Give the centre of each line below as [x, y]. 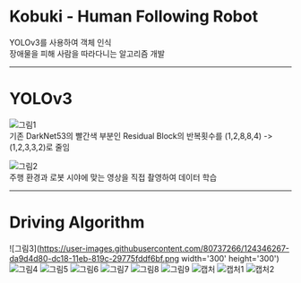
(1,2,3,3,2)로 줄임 [39, 147]
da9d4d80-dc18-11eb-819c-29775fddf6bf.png [95, 258]
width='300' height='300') [230, 258]
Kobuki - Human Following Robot [133, 17]
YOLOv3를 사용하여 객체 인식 [60, 42]
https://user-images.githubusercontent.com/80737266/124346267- [164, 248]
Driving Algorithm [77, 223]
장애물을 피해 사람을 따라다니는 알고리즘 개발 [87, 53]
